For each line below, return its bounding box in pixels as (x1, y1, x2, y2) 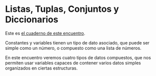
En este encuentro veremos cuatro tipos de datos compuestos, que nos (5, 54, 151, 60)
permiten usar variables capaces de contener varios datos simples (5, 60, 141, 66)
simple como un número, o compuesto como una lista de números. (5, 45, 142, 51)
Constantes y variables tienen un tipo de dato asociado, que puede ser (5, 39, 150, 45)
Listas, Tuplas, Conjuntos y (5, 3, 119, 15)
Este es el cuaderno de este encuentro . (5, 30, 86, 36)
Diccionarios (5, 14, 58, 25)
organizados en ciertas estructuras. (5, 65, 78, 71)
